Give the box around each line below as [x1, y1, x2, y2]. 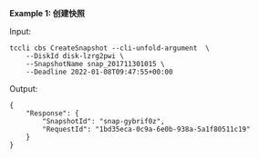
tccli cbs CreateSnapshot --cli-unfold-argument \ [9, 44, 210, 53]
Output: [9, 84, 38, 94]
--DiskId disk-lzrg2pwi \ [26, 52, 125, 61]
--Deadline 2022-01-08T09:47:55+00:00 [26, 67, 173, 76]
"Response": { [26, 109, 79, 118]
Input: [9, 26, 32, 36]
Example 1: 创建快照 [9, 8, 85, 18]
